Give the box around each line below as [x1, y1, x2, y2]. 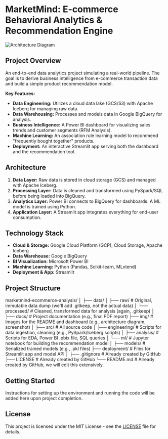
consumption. [12, 214, 41, 221]
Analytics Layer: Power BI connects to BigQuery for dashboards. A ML [12, 198, 161, 204]
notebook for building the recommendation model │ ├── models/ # [5, 340, 146, 346]
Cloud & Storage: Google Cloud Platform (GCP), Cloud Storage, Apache [12, 242, 163, 248]
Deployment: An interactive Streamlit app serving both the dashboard [12, 143, 158, 149]
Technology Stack [5, 229, 64, 237]
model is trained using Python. [12, 203, 76, 209]
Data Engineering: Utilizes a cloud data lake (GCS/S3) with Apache [12, 100, 153, 106]
